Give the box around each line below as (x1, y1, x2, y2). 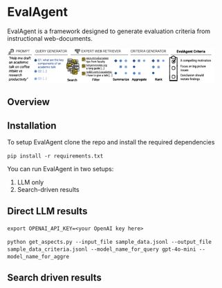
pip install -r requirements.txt (7, 153, 104, 160)
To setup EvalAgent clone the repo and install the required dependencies (7, 137, 215, 146)
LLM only (17, 177, 44, 186)
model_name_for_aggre (7, 253, 70, 260)
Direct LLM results (7, 205, 88, 218)
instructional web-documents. (7, 34, 93, 42)
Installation (7, 119, 57, 131)
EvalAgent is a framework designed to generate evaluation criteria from (7, 27, 211, 35)
